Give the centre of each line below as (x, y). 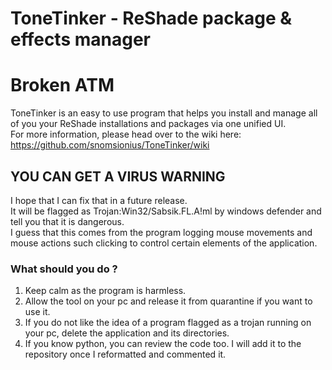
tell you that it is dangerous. (67, 221)
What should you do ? (64, 269)
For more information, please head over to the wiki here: (126, 134)
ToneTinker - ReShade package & (151, 18)
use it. (37, 312)
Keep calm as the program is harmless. (105, 291)
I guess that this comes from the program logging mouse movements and (161, 232)
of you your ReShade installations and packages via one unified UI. (148, 124)
